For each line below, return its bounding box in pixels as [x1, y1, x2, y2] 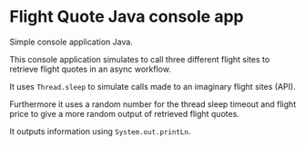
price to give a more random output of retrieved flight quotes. [9, 108, 239, 119]
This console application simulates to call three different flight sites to [9, 54, 270, 64]
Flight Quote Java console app [9, 6, 244, 27]
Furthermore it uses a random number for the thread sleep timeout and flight [9, 98, 297, 110]
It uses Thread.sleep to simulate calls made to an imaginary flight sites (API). [9, 81, 296, 92]
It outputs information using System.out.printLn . [9, 125, 191, 137]
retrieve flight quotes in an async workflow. [9, 63, 171, 74]
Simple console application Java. [9, 36, 134, 47]
